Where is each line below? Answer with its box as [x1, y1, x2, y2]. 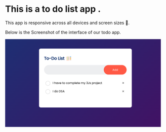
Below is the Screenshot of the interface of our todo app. [5, 29, 121, 35]
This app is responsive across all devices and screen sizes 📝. [5, 20, 130, 26]
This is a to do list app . [5, 3, 101, 15]
